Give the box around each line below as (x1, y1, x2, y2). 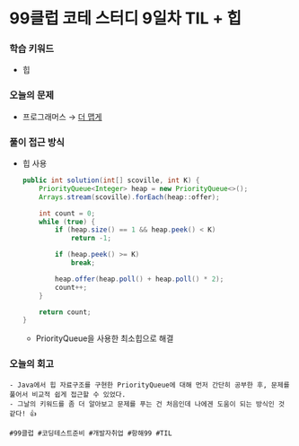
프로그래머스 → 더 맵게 (22, 111, 102, 122)
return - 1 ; (70, 234, 112, 243)
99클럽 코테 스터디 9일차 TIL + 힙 (9, 8, 242, 29)
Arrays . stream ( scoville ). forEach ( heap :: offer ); (39, 192, 220, 202)
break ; (70, 258, 96, 267)
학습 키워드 (9, 42, 55, 55)
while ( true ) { (39, 217, 96, 226)
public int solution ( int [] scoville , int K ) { (22, 176, 200, 185)
